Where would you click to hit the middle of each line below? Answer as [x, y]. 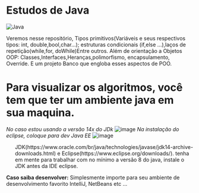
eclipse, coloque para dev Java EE [49, 135]
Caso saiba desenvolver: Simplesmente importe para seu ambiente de [93, 177]
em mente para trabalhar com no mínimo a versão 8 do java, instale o [99, 159]
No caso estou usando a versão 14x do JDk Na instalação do [93, 129]
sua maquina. [40, 113]
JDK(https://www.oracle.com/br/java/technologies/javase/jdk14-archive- [104, 147]
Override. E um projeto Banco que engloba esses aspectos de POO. [89, 64]
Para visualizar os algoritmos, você [94, 88]
